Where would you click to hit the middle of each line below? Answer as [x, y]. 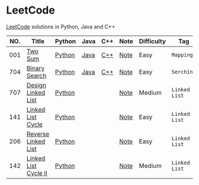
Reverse [38, 134]
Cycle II [37, 173]
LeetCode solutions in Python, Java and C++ [61, 27]
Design [36, 85]
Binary [36, 68]
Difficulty [153, 41]
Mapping [182, 55]
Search [36, 76]
